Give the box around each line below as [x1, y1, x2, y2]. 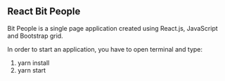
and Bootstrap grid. [7, 31, 63, 40]
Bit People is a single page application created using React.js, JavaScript [7, 24, 218, 32]
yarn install [17, 59, 50, 67]
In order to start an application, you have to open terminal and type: [7, 45, 202, 53]
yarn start [17, 66, 46, 74]
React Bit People [7, 6, 81, 17]
